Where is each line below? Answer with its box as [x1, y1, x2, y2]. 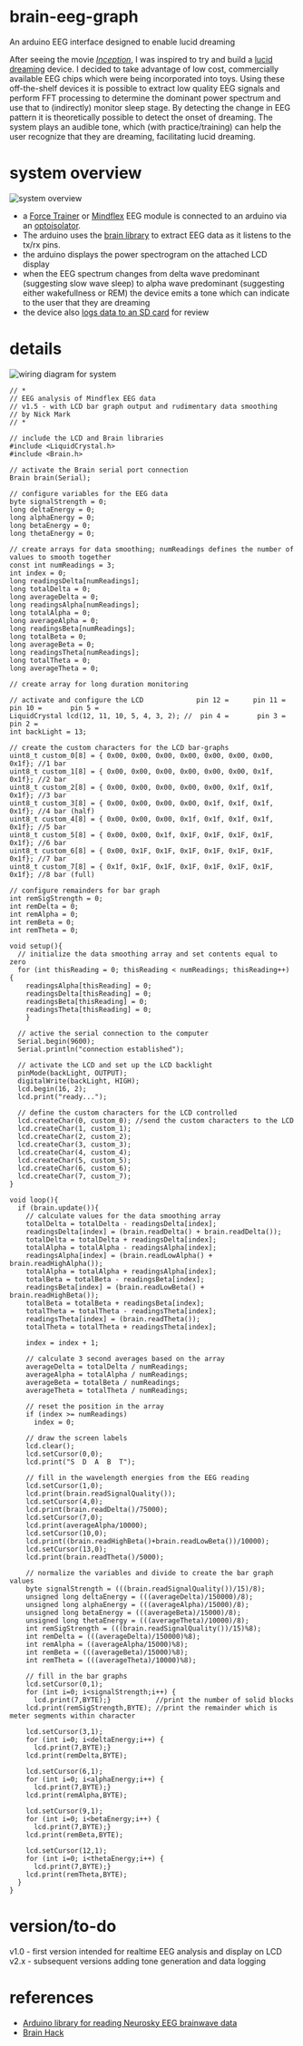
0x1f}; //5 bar [9, 823, 67, 832]
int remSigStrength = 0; [9, 893, 103, 903]
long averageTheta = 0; [9, 664, 100, 673]
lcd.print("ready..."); [17, 1092, 107, 1101]
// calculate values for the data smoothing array [25, 1211, 221, 1221]
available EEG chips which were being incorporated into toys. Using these [9, 73, 286, 83]
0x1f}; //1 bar [9, 759, 67, 768]
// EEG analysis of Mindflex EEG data [9, 394, 156, 403]
